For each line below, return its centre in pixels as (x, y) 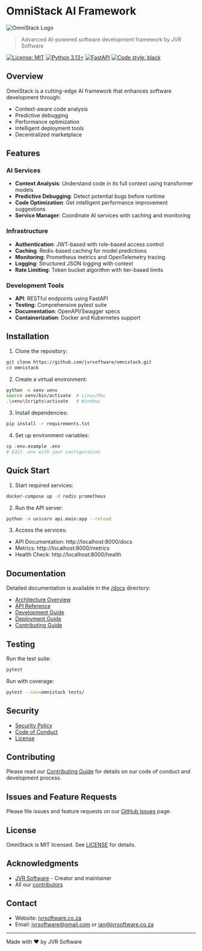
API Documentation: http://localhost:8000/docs (74, 542)
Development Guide (39, 612)
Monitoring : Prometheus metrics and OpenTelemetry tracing (90, 257)
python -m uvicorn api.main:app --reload (59, 519)
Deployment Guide (38, 619)
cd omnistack (23, 368)
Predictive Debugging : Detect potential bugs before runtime (90, 196)
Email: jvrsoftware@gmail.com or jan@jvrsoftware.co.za (84, 924)
